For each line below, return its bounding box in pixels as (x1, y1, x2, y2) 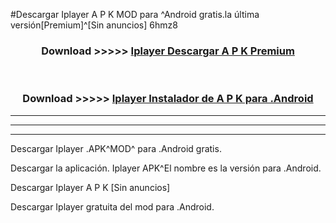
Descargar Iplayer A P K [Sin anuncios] (10, 181, 171, 193)
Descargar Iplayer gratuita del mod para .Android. (10, 200, 215, 213)
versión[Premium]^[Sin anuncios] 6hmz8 (10, 19, 178, 31)
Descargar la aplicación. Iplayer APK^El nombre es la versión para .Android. (10, 162, 322, 174)
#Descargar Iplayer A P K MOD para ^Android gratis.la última (10, 9, 260, 20)
